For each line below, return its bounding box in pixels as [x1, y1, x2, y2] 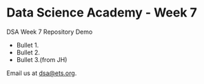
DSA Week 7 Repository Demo [6, 28, 93, 36]
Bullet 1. [16, 41, 39, 49]
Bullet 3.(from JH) [16, 55, 68, 63]
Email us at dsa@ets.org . [6, 69, 77, 77]
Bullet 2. [16, 48, 41, 56]
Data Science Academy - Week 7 [6, 5, 198, 21]
